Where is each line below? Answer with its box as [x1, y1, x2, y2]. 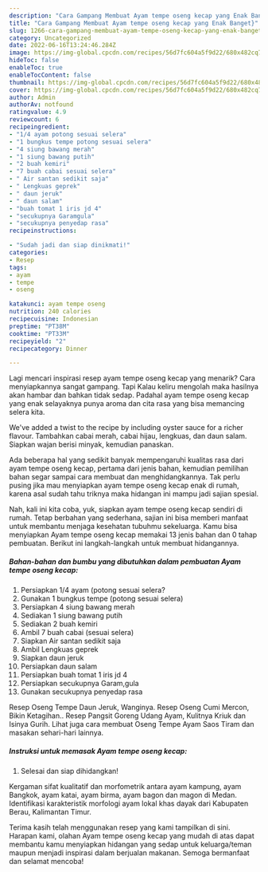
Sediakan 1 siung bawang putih [20, 611, 122, 621]
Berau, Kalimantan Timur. [9, 807, 92, 817]
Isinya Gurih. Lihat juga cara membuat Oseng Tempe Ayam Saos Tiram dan [9, 720, 254, 729]
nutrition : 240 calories [9, 308, 91, 316]
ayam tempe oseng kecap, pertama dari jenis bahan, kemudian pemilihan [9, 464, 249, 473]
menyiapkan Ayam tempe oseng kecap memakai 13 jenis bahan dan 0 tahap [9, 530, 258, 539]
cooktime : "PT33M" [9, 329, 70, 337]
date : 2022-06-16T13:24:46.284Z [9, 41, 116, 49]
